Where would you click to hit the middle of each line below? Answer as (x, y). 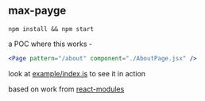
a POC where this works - (50, 44)
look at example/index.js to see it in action (77, 73)
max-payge (37, 11)
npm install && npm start (51, 29)
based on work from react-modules (66, 89)
